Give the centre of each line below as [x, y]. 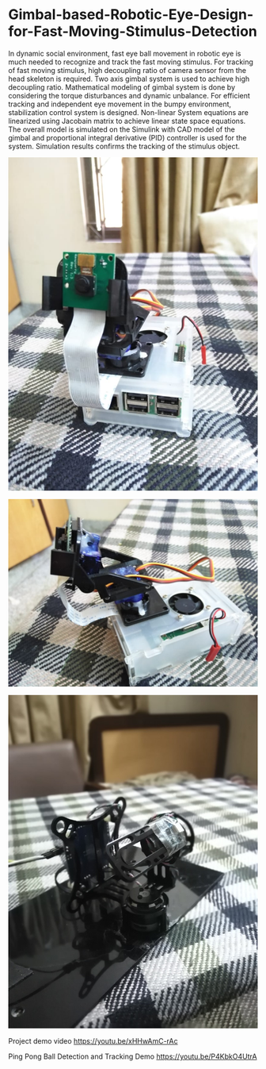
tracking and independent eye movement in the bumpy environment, [120, 104]
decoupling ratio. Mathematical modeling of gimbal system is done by [122, 87]
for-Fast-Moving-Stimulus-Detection [133, 31]
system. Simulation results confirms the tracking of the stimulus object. [124, 146]
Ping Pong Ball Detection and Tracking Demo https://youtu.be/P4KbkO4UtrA [133, 1056]
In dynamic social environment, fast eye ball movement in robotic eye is [125, 53]
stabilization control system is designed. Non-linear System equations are [129, 112]
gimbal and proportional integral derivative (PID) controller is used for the [127, 137]
